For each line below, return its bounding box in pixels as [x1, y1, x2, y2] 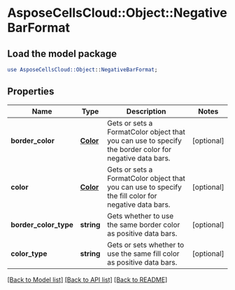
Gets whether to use [107, 211, 174, 221]
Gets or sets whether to [107, 240, 185, 249]
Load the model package [7, 48, 117, 60]
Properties [7, 85, 55, 97]
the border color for [107, 144, 172, 154]
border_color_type [10, 219, 73, 229]
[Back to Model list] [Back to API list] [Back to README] [7, 275, 168, 284]
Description [126, 106, 166, 116]
